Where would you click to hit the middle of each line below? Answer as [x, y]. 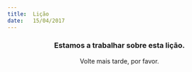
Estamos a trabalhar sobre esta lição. [119, 46]
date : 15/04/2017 [36, 21]
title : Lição [28, 14]
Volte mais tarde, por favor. [119, 61]
